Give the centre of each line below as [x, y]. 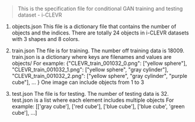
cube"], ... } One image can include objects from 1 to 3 [78, 82]
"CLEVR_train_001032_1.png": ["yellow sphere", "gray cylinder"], [90, 70]
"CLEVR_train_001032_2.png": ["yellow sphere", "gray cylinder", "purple [100, 76]
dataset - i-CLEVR [40, 15]
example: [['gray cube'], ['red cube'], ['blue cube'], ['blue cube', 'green [98, 106]
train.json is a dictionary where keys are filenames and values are [92, 57]
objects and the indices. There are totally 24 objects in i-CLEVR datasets [100, 33]
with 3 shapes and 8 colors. [46, 39]
